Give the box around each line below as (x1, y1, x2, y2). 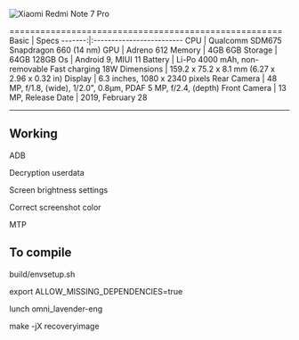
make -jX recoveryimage (9, 320, 100, 331)
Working (9, 126, 58, 142)
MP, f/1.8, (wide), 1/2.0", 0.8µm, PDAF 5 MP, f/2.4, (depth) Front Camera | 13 (9, 83, 287, 93)
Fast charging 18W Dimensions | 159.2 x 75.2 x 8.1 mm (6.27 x (50, 63, 276, 74)
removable (9, 63, 49, 74)
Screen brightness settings (9, 184, 109, 195)
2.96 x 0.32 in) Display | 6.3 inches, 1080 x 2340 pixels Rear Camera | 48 (9, 73, 278, 84)
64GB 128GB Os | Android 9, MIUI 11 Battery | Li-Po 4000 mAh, (9, 54, 240, 64)
